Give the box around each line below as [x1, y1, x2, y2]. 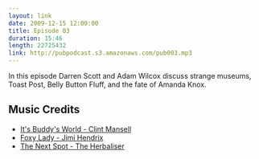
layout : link [8, 11, 52, 20]
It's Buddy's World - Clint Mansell [19, 124, 132, 133]
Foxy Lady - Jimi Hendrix [19, 132, 104, 142]
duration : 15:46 [8, 34, 63, 43]
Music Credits [8, 103, 80, 116]
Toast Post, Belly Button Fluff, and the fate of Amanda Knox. [8, 79, 207, 89]
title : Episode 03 [8, 26, 70, 35]
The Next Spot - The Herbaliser [19, 141, 125, 151]
